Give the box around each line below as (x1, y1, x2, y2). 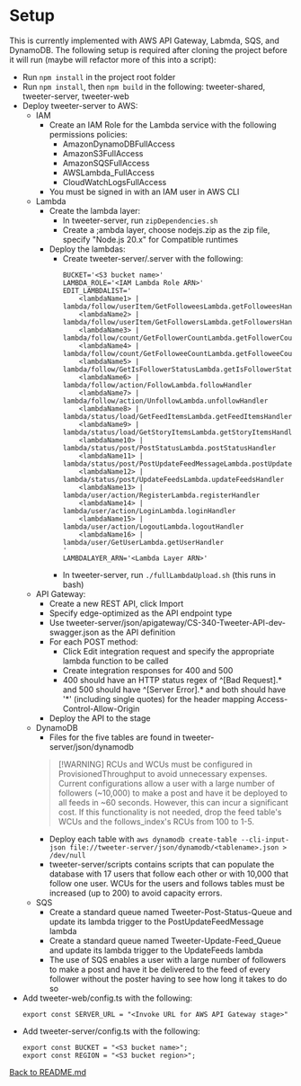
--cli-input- (241, 835, 290, 844)
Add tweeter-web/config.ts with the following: (22, 993, 193, 1003)
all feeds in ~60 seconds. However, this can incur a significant (58, 797, 289, 807)
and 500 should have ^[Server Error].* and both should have (62, 684, 286, 695)
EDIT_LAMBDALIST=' (62, 286, 132, 295)
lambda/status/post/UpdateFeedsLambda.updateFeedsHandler (62, 475, 285, 484)
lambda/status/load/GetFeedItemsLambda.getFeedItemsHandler (62, 412, 293, 421)
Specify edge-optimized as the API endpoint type (49, 608, 233, 619)
